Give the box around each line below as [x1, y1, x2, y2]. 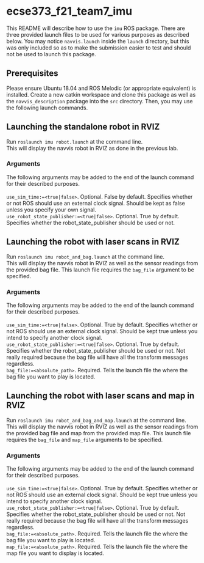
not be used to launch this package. [6, 50, 96, 57]
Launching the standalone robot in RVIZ [6, 122, 160, 132]
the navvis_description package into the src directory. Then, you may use [6, 97, 193, 105]
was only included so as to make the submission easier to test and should [6, 44, 191, 51]
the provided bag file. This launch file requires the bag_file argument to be [6, 266, 195, 273]
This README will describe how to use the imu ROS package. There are [6, 24, 186, 32]
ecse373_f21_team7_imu [6, 4, 133, 18]
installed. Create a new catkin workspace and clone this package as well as [6, 90, 196, 98]
